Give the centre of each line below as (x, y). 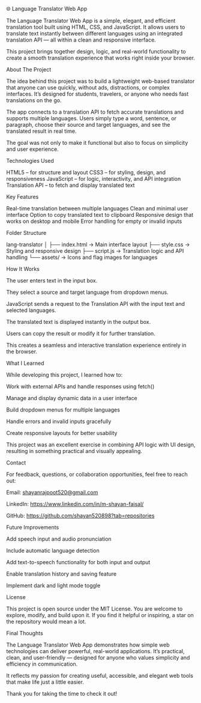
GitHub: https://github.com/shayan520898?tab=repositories (80, 516)
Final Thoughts (25, 633)
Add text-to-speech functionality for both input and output (78, 562)
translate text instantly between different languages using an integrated (94, 33)
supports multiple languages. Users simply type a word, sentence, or (91, 118)
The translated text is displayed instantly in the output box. (79, 322)
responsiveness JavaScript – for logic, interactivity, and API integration (94, 179)
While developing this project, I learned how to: (64, 375)
